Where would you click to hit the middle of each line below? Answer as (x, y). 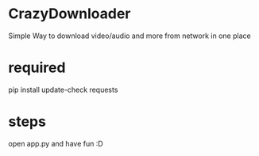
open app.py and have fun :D (56, 143)
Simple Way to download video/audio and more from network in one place (130, 36)
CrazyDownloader (70, 14)
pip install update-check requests (63, 89)
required (37, 68)
